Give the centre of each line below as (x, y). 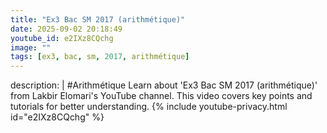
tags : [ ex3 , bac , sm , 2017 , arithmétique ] (100, 57)
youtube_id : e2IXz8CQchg (62, 38)
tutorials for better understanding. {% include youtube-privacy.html (149, 107)
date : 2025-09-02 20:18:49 (66, 29)
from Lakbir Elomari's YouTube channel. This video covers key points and (161, 96)
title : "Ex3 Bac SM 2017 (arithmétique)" (98, 19)
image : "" (31, 47)
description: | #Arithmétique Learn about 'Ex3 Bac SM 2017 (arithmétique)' (164, 85)
